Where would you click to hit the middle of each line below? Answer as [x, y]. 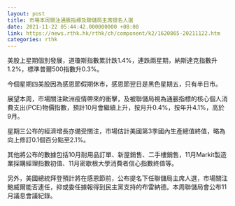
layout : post [26, 14]
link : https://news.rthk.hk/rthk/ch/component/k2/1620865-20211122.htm [114, 33]
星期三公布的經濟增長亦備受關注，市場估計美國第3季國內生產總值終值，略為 [116, 131]
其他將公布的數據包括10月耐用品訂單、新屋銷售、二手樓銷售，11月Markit [111, 155]
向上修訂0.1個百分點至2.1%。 [48, 140]
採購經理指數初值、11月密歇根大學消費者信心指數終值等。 [95, 163]
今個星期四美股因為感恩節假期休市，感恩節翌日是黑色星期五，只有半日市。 [114, 84]
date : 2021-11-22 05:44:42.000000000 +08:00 [73, 27]
